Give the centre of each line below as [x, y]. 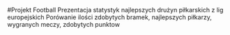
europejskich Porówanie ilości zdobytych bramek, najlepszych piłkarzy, [110, 17]
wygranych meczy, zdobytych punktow [64, 24]
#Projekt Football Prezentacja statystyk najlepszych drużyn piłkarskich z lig [115, 10]
